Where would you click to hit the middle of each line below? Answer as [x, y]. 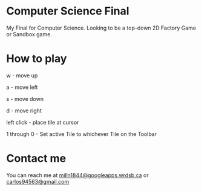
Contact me [36, 159]
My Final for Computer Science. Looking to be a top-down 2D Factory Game [101, 28]
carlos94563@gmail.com [38, 181]
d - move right [24, 111]
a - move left [22, 87]
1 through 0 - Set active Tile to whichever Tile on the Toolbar [82, 134]
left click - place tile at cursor [43, 122]
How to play [37, 59]
